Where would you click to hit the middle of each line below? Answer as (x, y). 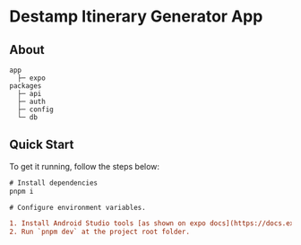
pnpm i (21, 191)
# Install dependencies (54, 183)
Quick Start (42, 145)
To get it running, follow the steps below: (84, 166)
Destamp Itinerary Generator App (136, 17)
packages (26, 86)
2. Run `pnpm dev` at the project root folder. (100, 232)
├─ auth (32, 101)
